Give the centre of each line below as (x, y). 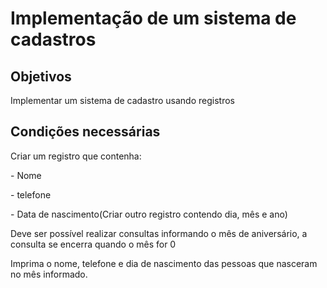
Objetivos (41, 76)
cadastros (53, 39)
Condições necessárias (85, 132)
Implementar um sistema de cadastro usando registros (122, 100)
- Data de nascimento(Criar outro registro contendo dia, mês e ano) (149, 214)
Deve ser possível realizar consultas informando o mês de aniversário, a (159, 233)
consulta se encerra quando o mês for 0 (93, 244)
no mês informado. (49, 274)
